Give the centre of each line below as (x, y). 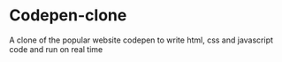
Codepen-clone (68, 15)
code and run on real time (56, 49)
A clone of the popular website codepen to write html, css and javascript (141, 40)
